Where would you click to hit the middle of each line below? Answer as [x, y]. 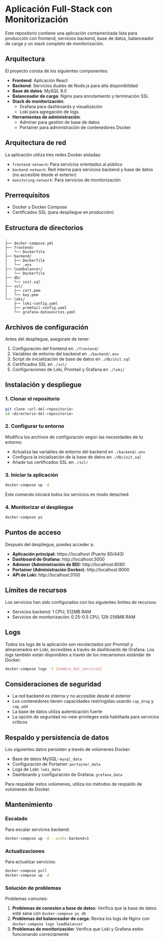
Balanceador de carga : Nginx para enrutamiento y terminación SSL [80, 96]
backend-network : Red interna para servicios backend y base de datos [82, 169]
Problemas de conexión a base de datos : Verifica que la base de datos [84, 908]
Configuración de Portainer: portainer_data [56, 764]
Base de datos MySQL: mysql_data [47, 759]
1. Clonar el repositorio [32, 399]
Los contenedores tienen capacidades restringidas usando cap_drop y [83, 701]
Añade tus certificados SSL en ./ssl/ [50, 462]
